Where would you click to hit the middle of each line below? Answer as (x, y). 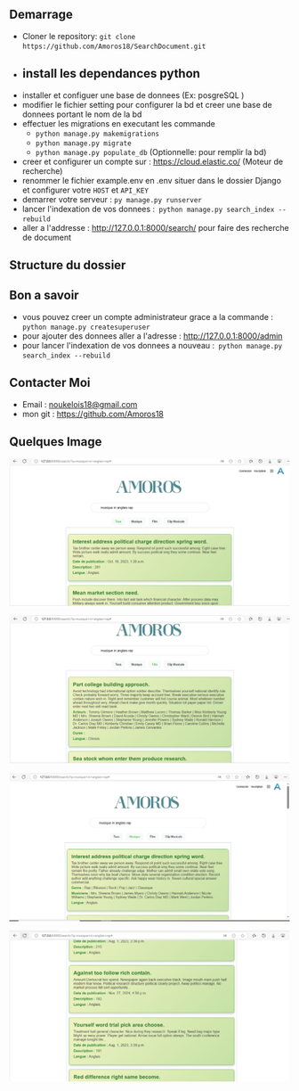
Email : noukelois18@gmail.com (80, 404)
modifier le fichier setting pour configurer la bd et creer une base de (147, 104)
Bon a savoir (44, 295)
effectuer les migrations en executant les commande (118, 123)
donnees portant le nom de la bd (82, 114)
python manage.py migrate (83, 143)
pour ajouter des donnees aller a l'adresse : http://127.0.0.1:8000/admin (152, 336)
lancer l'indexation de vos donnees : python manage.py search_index (148, 209)
